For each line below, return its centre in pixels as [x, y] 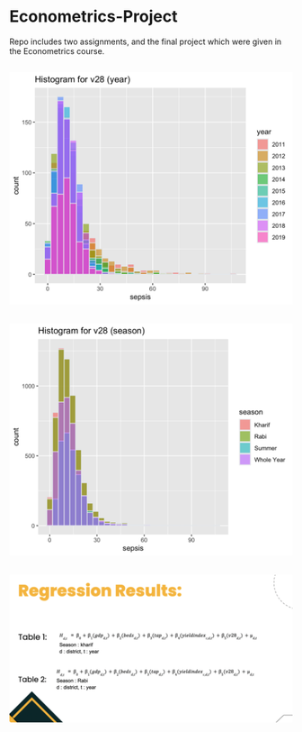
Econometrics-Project [93, 17]
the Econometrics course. [57, 50]
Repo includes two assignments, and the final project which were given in [146, 41]
